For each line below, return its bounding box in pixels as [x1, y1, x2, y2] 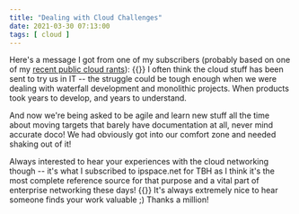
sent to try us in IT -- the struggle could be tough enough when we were [9, 74, 277, 85]
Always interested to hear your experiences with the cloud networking [9, 156, 269, 167]
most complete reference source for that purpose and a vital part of [9, 175, 259, 186]
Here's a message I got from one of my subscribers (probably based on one [9, 55, 291, 66]
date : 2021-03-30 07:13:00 [9, 22, 110, 31]
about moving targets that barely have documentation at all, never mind [9, 120, 274, 130]
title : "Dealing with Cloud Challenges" [9, 13, 163, 22]
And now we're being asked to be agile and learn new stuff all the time [9, 110, 270, 121]
